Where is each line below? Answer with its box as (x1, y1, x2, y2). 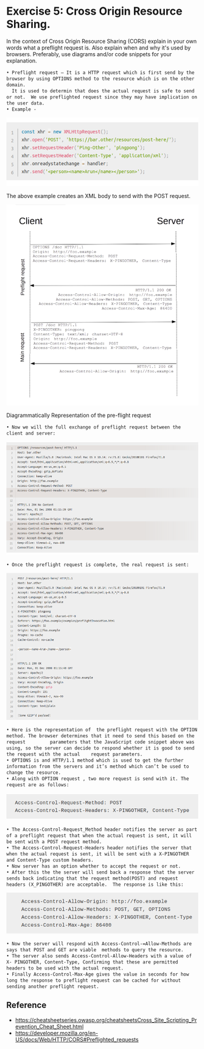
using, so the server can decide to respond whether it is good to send (6, 745, 195, 751)
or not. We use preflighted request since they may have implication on (6, 94, 198, 100)
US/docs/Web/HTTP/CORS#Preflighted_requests (15, 1036, 139, 1043)
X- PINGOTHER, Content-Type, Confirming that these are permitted (6, 959, 178, 965)
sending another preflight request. (6, 983, 99, 990)
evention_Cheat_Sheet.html (15, 1023, 84, 1030)
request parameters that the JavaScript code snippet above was (6, 739, 195, 745)
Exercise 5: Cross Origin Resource (6, 4, 183, 18)
